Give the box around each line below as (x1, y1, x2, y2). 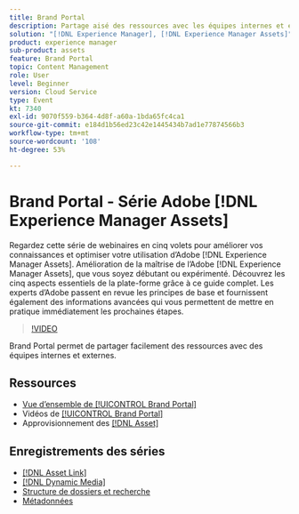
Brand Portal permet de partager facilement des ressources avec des (9, 340, 263, 351)
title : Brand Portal (9, 12, 86, 22)
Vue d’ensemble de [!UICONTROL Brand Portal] (21, 399, 198, 410)
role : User (9, 71, 50, 80)
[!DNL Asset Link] (21, 468, 87, 478)
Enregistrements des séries (9, 444, 166, 459)
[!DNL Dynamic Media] (21, 477, 106, 487)
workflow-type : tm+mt (9, 129, 90, 138)
